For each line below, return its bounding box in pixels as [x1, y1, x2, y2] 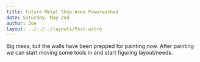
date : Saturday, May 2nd [6, 15, 70, 21]
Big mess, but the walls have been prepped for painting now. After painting [6, 43, 194, 50]
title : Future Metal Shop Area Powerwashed [6, 9, 119, 15]
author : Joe [6, 20, 37, 26]
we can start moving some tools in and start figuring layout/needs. [6, 49, 173, 57]
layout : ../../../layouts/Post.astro [6, 26, 102, 32]
